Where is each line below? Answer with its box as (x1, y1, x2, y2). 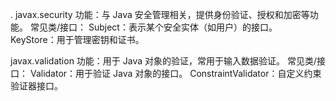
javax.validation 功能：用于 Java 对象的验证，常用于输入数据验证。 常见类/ (10, 55, 317, 67)
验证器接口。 (10, 80, 63, 92)
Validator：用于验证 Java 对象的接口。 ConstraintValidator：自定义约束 (29, 68, 322, 79)
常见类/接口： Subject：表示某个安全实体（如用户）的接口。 (29, 21, 278, 33)
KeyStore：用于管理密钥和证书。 (10, 34, 145, 45)
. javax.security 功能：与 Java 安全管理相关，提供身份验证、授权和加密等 (10, 9, 310, 20)
